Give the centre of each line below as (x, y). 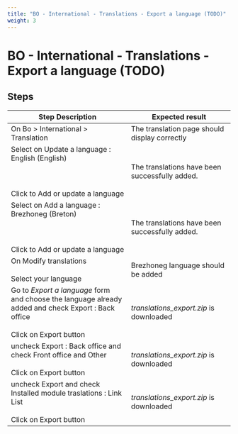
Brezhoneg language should (177, 265)
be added (147, 274)
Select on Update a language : (61, 149)
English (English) (39, 158)
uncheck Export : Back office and (66, 346)
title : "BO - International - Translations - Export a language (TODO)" (117, 14)
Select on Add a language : (56, 205)
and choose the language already (67, 299)
